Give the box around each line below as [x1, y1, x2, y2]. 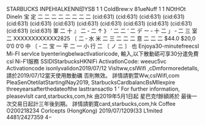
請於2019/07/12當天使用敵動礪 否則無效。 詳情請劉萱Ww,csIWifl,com [6, 72, 180, 79]
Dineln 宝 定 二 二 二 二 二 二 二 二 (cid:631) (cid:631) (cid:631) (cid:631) [6, 13, 185, 20]
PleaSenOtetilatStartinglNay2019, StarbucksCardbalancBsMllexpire [6, 79, 176, 86]
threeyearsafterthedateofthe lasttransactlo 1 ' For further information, [6, 85, 181, 92]
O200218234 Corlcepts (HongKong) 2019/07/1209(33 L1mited [6, 107, 163, 114]
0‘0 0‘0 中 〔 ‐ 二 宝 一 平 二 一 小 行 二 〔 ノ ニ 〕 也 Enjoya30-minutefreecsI [6, 42, 199, 50]
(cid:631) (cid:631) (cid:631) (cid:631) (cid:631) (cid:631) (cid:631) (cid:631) [6, 20, 193, 27]
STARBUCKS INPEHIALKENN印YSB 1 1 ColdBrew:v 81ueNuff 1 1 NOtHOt [6, 6, 186, 12]
